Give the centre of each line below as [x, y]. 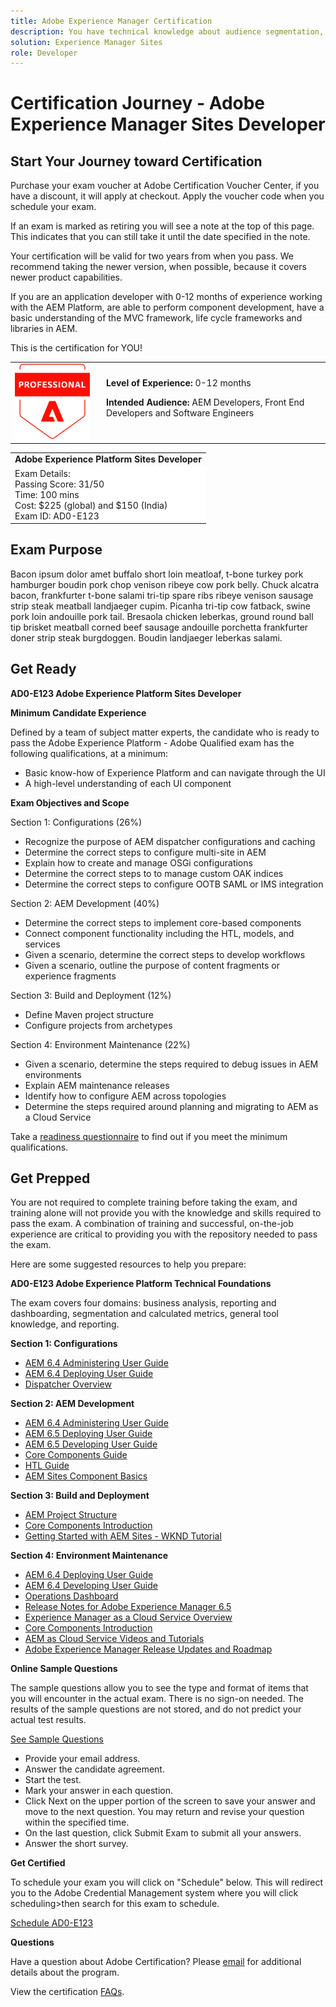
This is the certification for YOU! [76, 348]
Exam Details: [42, 473]
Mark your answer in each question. [99, 1791]
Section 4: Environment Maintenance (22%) [100, 1044]
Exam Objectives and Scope [70, 802]
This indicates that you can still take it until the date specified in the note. [160, 237]
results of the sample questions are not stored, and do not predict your [156, 1709]
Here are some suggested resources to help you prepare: [128, 1264]
